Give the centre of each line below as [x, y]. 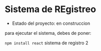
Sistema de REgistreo [50, 9]
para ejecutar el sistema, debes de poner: [48, 33]
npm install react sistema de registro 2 [47, 43]
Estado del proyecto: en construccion [51, 23]
